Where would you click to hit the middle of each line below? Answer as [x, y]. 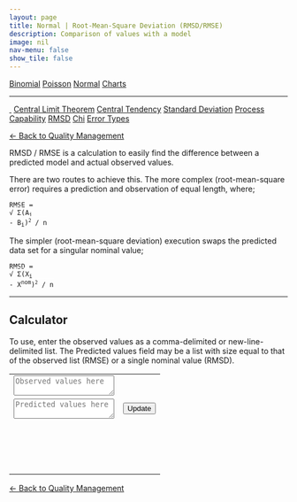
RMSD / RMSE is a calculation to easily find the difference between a [134, 153]
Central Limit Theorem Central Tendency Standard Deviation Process [139, 109]
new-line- [246, 341]
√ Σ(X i [21, 274]
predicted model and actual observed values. [91, 162]
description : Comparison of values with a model [100, 34]
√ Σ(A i [21, 214]
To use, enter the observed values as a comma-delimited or [118, 341]
